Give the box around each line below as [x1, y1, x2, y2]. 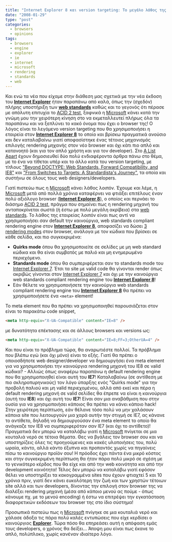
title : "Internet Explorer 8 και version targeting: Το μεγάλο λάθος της [5, 7, 167, 13]
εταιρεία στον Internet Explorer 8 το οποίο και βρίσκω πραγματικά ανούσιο [5, 131, 166, 137]
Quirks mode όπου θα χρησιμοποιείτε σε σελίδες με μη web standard [12, 244, 162, 250]
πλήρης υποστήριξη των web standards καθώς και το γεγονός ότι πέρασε [5, 104, 164, 110]
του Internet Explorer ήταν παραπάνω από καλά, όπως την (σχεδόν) [5, 98, 152, 105]
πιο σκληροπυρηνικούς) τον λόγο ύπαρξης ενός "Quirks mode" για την [5, 379, 158, 385]
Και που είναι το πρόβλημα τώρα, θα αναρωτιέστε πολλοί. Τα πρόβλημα [5, 347, 161, 353]
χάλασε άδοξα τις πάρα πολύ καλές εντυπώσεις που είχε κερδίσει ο [5, 514, 152, 520]
